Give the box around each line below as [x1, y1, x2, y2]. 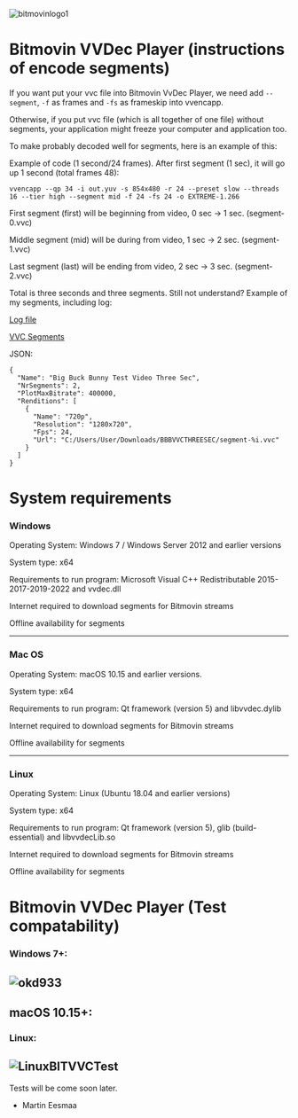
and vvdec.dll [72, 583, 122, 594]
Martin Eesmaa [21, 1099, 77, 1110]
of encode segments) [9, 59, 170, 79]
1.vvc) [9, 244, 31, 254]
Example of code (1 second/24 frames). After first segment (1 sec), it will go [9, 158, 286, 168]
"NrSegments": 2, [17, 381, 82, 390]
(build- [231, 823, 257, 833]
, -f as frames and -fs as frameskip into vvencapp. [36, 97, 224, 107]
